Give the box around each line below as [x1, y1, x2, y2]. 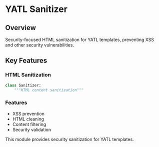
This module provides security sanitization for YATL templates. [5, 136, 134, 142]
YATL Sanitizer [5, 3, 67, 15]
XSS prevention [12, 110, 45, 116]
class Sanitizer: [5, 82, 41, 88]
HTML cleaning [12, 116, 44, 122]
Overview [5, 23, 36, 32]
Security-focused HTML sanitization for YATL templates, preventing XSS [5, 36, 154, 42]
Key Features [5, 56, 47, 65]
